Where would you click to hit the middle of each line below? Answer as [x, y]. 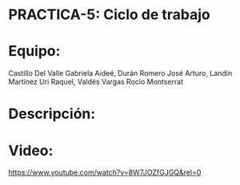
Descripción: [52, 114]
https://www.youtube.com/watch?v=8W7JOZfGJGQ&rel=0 [105, 172]
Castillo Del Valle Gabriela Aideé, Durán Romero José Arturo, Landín [120, 73]
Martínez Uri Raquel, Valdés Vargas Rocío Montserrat [96, 82]
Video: [31, 150]
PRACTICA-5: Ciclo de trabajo [109, 15]
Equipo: [34, 51]
